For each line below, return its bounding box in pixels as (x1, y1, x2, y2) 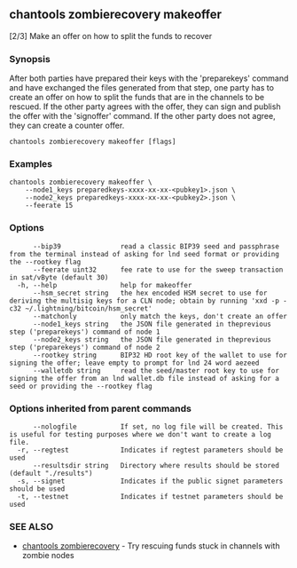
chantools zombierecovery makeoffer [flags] (9, 138, 176, 146)
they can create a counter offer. (9, 120, 125, 131)
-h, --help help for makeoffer (17, 280, 192, 289)
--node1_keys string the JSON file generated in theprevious (32, 319, 272, 328)
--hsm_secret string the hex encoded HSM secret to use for (32, 288, 268, 297)
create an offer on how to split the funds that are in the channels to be (9, 92, 264, 103)
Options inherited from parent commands (9, 402, 192, 414)
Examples (9, 158, 53, 170)
